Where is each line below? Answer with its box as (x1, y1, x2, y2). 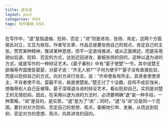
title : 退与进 (5, 7, 32, 12)
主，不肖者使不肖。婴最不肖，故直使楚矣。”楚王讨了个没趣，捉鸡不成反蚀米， (5, 79, 163, 85)
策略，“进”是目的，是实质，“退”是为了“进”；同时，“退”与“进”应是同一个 (9, 98, 156, 104)
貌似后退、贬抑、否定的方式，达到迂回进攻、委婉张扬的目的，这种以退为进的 (5, 54, 163, 60)
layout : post (5, 12, 32, 17)
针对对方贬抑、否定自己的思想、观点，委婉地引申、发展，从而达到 (18, 104, 154, 110)
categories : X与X (5, 16, 41, 21)
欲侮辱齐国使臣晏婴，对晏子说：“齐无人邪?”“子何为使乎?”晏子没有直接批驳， (5, 67, 162, 73)
